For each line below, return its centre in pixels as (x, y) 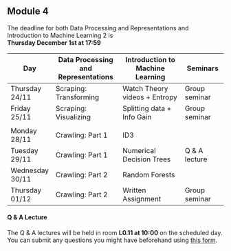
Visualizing (73, 117)
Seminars (202, 68)
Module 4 (28, 11)
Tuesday (24, 150)
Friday (21, 108)
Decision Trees (147, 159)
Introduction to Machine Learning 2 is (60, 35)
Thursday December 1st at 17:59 (54, 42)
